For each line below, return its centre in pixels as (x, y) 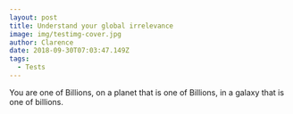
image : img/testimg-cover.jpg (66, 34)
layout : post (33, 17)
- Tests (32, 68)
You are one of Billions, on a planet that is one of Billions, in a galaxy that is (146, 92)
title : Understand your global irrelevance (92, 26)
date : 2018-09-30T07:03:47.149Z (69, 51)
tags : (19, 59)
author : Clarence (42, 42)
